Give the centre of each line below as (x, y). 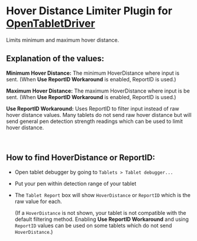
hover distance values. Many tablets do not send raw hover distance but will (99, 115)
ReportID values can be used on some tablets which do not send (93, 225)
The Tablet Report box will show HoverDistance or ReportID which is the (103, 195)
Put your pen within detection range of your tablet (75, 183)
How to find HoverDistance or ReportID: (81, 158)
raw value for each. (38, 201)
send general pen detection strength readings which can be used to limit (95, 121)
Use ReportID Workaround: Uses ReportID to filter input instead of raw (93, 109)
